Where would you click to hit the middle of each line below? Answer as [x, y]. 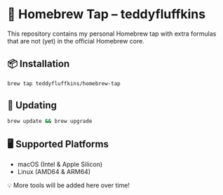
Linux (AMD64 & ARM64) [54, 172]
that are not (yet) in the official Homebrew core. [76, 41]
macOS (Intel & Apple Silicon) [60, 164]
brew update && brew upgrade [50, 122]
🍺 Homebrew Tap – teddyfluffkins [106, 14]
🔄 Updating [32, 105]
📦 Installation [39, 64]
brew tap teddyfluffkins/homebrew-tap [64, 83]
